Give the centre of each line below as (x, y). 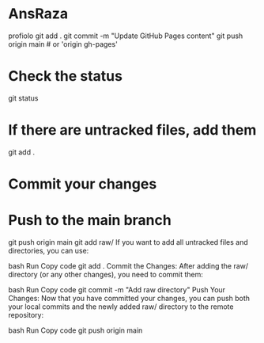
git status (23, 98)
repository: (26, 314)
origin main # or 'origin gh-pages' (63, 44)
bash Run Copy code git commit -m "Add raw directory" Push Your (117, 289)
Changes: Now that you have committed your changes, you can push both (129, 298)
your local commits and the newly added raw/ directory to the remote (121, 307)
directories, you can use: (49, 250)
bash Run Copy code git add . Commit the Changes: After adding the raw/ (128, 265)
